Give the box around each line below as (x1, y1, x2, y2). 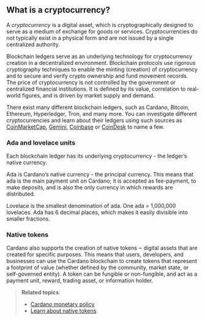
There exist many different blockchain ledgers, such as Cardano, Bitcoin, (6, 104, 190, 111)
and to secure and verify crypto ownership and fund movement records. (6, 72, 188, 79)
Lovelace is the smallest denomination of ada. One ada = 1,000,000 (6, 202, 176, 210)
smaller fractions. (6, 215, 51, 223)
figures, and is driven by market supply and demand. (21, 91, 155, 99)
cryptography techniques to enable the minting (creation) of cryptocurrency (6, 66, 198, 73)
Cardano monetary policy (30, 300, 95, 308)
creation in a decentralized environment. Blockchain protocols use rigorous (6, 59, 196, 66)
